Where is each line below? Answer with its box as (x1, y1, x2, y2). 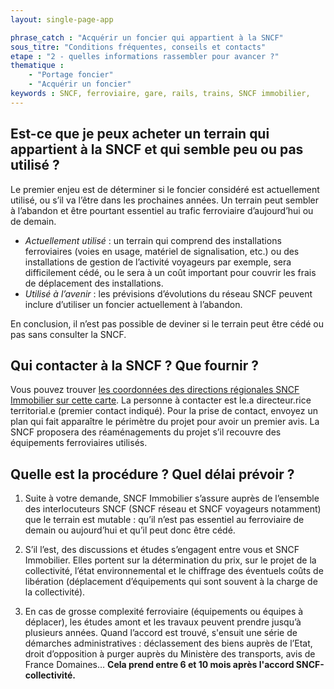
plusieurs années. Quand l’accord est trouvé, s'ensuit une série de (24, 627, 298, 639)
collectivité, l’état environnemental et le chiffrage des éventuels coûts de (24, 565, 324, 577)
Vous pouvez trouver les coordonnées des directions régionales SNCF (10, 384, 300, 396)
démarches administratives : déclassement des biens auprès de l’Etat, (24, 637, 313, 650)
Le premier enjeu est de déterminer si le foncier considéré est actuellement (10, 183, 320, 195)
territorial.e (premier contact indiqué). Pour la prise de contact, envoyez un (10, 405, 318, 417)
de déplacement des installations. (24, 277, 164, 289)
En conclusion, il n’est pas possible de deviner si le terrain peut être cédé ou (10, 317, 325, 330)
